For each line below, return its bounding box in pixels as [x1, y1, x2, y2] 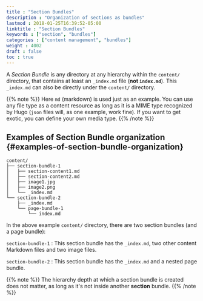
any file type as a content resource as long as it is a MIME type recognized [6, 101, 193, 109]
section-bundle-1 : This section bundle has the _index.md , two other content [6, 240, 197, 247]
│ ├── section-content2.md [6, 174, 80, 180]
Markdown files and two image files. [6, 246, 97, 254]
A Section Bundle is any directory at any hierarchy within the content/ [6, 70, 181, 78]
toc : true [6, 54, 34, 60]
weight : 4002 [6, 43, 42, 49]
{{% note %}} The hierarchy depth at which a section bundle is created [6, 276, 184, 283]
